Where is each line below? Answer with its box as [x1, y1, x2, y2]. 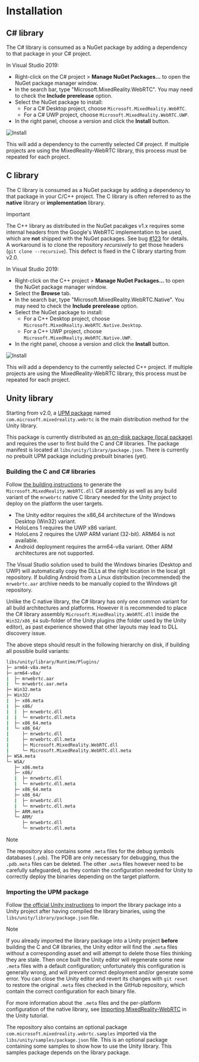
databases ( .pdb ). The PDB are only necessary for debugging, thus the [6, 854, 179, 861]
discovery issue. [6, 629, 46, 636]
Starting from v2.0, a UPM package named [6, 409, 111, 416]
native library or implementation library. [6, 199, 105, 206]
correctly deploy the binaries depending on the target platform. [6, 873, 160, 880]
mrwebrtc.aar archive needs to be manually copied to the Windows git [6, 580, 177, 587]
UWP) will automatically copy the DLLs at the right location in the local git [6, 567, 186, 574]
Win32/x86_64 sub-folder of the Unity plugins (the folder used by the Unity [6, 617, 187, 624]
